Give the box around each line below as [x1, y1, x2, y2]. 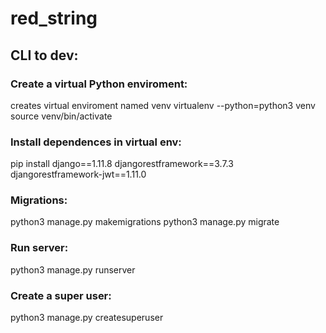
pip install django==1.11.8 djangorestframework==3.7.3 [10, 158, 234, 170]
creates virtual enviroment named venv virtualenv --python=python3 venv [10, 99, 316, 111]
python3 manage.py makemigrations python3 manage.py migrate [10, 216, 280, 228]
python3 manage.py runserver [10, 263, 136, 276]
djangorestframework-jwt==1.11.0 [10, 168, 147, 181]
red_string [10, 7, 98, 30]
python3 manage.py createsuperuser [10, 312, 164, 324]
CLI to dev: [10, 47, 79, 64]
